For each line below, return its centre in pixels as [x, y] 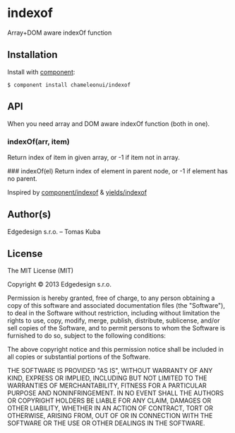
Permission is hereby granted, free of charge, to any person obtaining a [111, 298]
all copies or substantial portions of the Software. [79, 357]
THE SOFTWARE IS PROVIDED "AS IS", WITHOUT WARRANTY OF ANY [110, 371]
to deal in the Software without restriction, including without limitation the [114, 313]
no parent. [22, 178]
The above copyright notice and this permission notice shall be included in [115, 350]
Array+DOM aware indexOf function [60, 33]
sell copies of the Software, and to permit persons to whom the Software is [116, 328]
